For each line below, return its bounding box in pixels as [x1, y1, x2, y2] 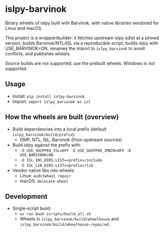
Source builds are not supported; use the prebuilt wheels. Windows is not [5, 60, 155, 66]
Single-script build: [12, 205, 52, 212]
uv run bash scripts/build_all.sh [19, 212, 91, 217]
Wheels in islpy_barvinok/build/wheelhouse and [19, 216, 119, 222]
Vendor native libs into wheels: [12, 167, 75, 173]
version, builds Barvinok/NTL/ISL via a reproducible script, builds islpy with [5, 40, 159, 46]
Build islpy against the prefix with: [12, 142, 82, 148]
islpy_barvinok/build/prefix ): [12, 131, 76, 137]
